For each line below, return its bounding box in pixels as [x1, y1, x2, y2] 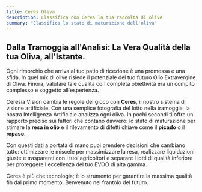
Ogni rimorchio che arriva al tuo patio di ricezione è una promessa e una [6, 67, 185, 75]
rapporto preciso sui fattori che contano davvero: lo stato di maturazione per [6, 118, 196, 125]
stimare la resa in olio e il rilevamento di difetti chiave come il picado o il [6, 124, 185, 131]
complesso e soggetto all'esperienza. [6, 86, 99, 94]
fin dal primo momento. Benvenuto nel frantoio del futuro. [6, 179, 148, 186]
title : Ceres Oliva [6, 8, 55, 15]
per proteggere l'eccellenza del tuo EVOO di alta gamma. [6, 161, 147, 168]
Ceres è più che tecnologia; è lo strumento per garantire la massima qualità [6, 172, 192, 180]
